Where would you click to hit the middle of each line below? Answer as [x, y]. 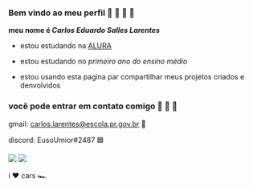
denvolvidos [40, 85]
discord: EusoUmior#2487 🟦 [56, 140]
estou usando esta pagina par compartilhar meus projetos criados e [132, 77]
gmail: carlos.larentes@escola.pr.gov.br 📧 [77, 124]
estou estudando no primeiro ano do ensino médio [104, 61]
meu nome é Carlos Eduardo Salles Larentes [84, 30]
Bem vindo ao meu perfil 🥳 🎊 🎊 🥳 [71, 13]
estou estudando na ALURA [66, 46]
